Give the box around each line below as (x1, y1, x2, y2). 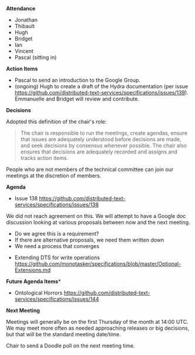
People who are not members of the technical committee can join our (6, 166, 174, 173)
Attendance (6, 5, 36, 12)
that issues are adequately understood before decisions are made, (20, 136, 181, 143)
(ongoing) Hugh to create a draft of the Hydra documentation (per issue (14, 83, 189, 90)
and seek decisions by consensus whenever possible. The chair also (20, 142, 187, 149)
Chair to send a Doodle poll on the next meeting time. (6, 342, 135, 349)
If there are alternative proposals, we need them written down (14, 236, 164, 243)
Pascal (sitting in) (14, 54, 57, 61)
